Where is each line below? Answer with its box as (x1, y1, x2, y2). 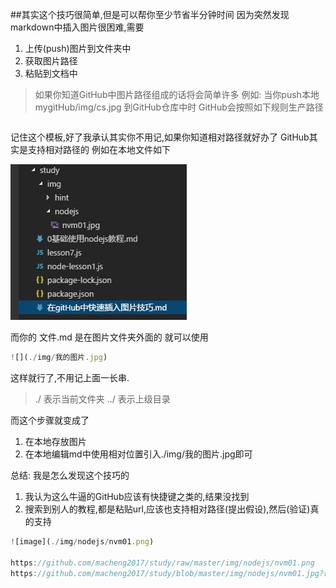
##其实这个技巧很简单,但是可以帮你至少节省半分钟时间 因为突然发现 (10, 9, 290, 20)
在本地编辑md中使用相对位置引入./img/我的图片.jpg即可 (24, 448, 253, 460)
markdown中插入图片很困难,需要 (10, 21, 145, 33)
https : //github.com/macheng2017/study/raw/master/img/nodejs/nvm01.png (10, 558, 315, 568)
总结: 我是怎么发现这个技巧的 (10, 469, 130, 481)
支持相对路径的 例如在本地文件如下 (27, 144, 171, 155)
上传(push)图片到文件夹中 (24, 43, 132, 54)
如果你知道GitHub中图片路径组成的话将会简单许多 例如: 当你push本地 (34, 89, 320, 100)
